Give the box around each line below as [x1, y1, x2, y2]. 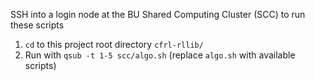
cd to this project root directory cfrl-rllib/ [24, 39, 204, 50]
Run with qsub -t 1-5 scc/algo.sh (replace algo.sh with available [24, 49, 296, 61]
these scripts [10, 19, 65, 31]
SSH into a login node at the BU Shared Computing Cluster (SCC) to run [10, 9, 306, 20]
